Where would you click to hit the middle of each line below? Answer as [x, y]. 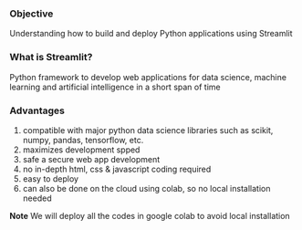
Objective [31, 14]
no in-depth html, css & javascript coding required [117, 169]
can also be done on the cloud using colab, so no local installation [146, 188]
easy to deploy [51, 178]
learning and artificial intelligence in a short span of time [115, 87]
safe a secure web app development [91, 159]
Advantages [37, 110]
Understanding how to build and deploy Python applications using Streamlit [151, 34]
